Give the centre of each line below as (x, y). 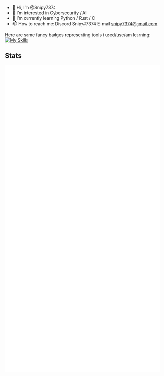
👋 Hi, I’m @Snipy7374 (34, 8)
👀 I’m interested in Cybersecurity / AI (49, 13)
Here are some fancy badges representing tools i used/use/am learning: (78, 35)
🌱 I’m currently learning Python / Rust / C (54, 18)
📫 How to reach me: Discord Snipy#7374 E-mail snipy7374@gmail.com (85, 24)
